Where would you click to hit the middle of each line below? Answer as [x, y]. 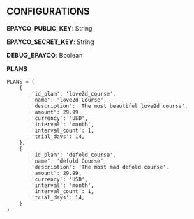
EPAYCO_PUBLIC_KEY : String [50, 28]
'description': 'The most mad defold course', [100, 167]
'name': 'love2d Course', [69, 100]
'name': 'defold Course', [69, 161]
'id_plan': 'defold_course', [74, 155]
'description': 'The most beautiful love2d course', [110, 106]
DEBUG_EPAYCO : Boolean [45, 55]
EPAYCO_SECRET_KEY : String [51, 42]
